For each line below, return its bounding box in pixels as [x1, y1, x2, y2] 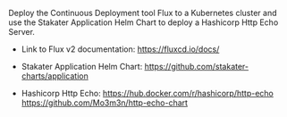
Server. [8, 27, 35, 37]
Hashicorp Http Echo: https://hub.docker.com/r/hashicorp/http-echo [21, 88, 274, 98]
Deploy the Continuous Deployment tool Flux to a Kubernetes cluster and [8, 8, 277, 18]
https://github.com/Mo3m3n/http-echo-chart [21, 97, 189, 108]
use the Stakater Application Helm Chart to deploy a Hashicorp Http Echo [8, 17, 279, 28]
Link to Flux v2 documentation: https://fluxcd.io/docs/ [21, 44, 220, 54]
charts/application [21, 71, 89, 81]
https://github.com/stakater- [144, 62, 249, 71]
